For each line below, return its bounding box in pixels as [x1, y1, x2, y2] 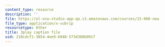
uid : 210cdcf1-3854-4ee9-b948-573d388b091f [5, 35, 96, 40]
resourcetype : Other [5, 25, 48, 30]
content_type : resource [5, 7, 54, 12]
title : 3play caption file [5, 30, 60, 35]
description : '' [5, 12, 38, 17]
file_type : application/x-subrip [5, 21, 74, 26]
